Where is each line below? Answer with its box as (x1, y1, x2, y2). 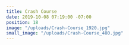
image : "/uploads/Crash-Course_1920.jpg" (6, 25, 111, 31)
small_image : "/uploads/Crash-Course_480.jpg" (6, 30, 124, 36)
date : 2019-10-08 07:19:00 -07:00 (6, 14, 92, 20)
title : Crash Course (6, 8, 58, 15)
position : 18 (6, 19, 39, 25)
